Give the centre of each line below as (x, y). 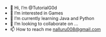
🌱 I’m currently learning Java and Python (52, 18)
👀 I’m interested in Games (36, 13)
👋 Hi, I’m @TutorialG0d (33, 8)
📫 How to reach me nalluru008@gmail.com (56, 29)
